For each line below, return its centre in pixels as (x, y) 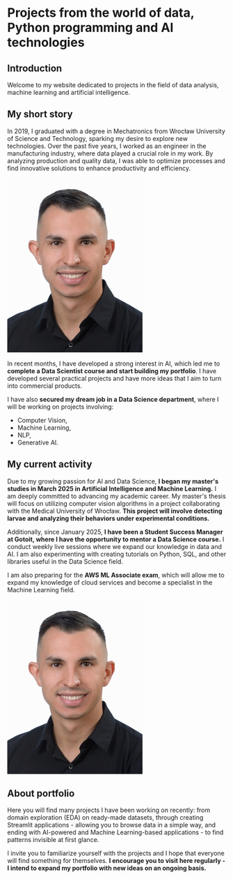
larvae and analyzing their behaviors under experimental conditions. (109, 518)
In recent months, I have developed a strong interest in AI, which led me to (114, 363)
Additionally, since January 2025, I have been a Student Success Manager (115, 532)
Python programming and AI (90, 28)
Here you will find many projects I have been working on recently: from (109, 810)
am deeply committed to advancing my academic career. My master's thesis (116, 496)
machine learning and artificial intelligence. (69, 92)
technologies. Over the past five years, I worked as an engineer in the (107, 146)
